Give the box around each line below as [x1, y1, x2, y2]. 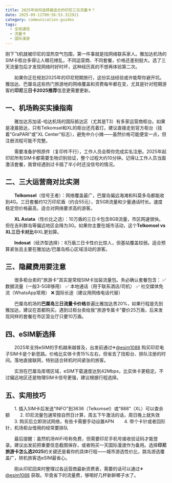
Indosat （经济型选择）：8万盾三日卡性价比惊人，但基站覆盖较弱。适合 [14, 239, 161, 246]
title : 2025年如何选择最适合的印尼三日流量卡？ [5, 7, 96, 13]
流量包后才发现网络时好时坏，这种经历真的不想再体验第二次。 [9, 64, 140, 70]
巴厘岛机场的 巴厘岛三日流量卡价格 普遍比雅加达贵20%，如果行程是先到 [14, 301, 164, 307]
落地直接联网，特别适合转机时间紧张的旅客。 [14, 357, 109, 364]
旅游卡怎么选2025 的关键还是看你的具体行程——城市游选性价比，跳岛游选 [5, 448, 160, 454]
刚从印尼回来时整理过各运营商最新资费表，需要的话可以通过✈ [14, 466, 144, 472]
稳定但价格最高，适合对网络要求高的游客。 [5, 205, 95, 211]
